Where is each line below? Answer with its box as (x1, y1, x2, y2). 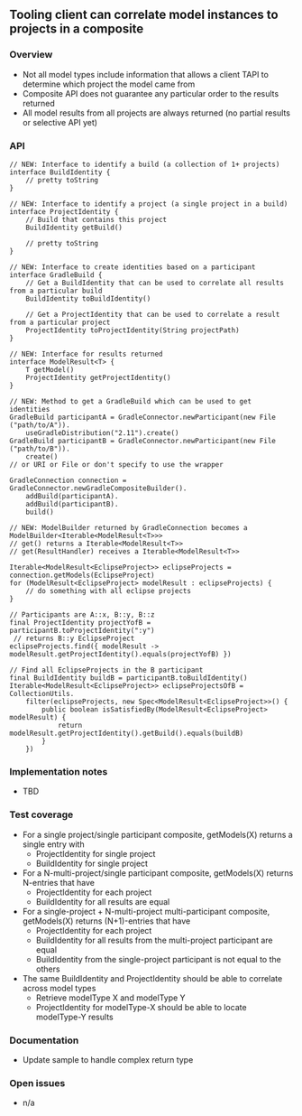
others (35, 963, 60, 974)
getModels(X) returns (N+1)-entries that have (22, 916, 191, 926)
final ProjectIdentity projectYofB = (9, 618, 151, 627)
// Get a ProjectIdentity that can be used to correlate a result (25, 310, 280, 319)
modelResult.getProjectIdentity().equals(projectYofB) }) (9, 649, 232, 658)
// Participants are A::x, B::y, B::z (9, 609, 155, 619)
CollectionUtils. (9, 689, 75, 698)
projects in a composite (9, 22, 144, 37)
